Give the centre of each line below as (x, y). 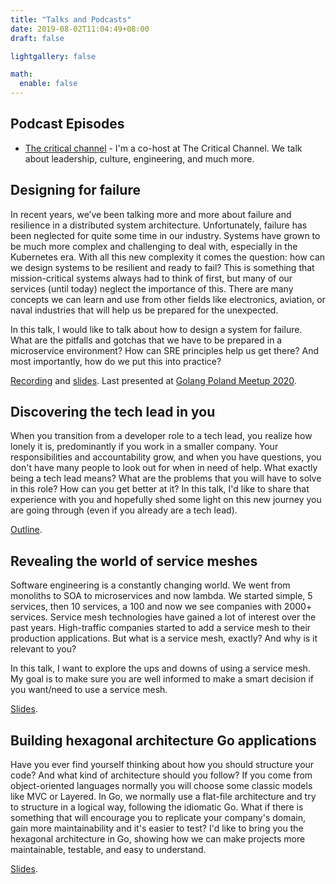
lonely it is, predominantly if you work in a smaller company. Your (144, 447)
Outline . (26, 530)
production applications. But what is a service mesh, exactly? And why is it (164, 638)
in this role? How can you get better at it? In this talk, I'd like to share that (160, 489)
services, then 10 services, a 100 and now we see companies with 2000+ (161, 607)
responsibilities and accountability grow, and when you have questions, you (166, 457)
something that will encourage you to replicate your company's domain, (158, 818)
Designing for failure (75, 190)
